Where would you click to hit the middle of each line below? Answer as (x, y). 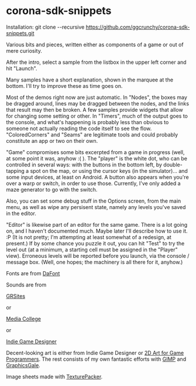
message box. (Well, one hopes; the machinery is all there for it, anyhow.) (94, 262)
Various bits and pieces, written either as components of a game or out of (95, 45)
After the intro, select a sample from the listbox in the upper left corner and (96, 62)
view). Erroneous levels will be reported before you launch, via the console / (98, 255)
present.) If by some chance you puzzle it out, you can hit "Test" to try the (95, 243)
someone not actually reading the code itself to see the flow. (79, 128)
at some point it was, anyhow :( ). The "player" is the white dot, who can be (97, 158)
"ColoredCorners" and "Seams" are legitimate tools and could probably (92, 134)
